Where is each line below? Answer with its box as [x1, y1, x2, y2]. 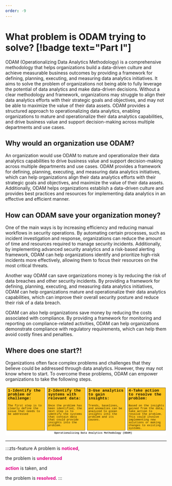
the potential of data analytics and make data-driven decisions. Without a [5, 86, 160, 92]
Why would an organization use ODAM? [5, 139, 135, 147]
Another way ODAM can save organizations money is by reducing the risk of [5, 272, 166, 279]
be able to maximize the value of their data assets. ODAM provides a [5, 102, 150, 109]
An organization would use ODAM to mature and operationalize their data [5, 153, 160, 159]
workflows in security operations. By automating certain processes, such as [5, 230, 165, 236]
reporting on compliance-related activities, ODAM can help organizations [5, 321, 160, 327]
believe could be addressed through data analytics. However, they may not [5, 365, 163, 371]
